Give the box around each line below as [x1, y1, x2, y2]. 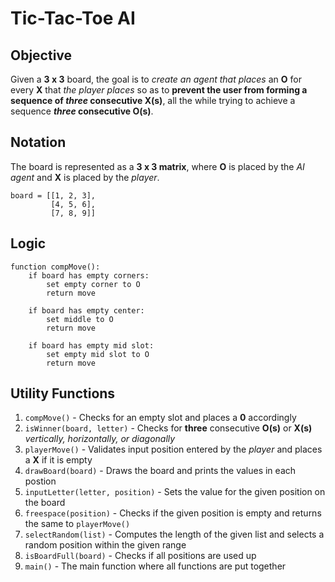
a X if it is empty [24, 454, 93, 466]
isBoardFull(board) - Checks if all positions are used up [24, 550, 257, 562]
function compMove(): [10, 262, 101, 272]
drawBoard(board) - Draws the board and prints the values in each [24, 465, 297, 477]
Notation [10, 134, 67, 151]
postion [24, 475, 57, 487]
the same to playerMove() [24, 518, 131, 530]
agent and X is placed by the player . [10, 171, 160, 183]
